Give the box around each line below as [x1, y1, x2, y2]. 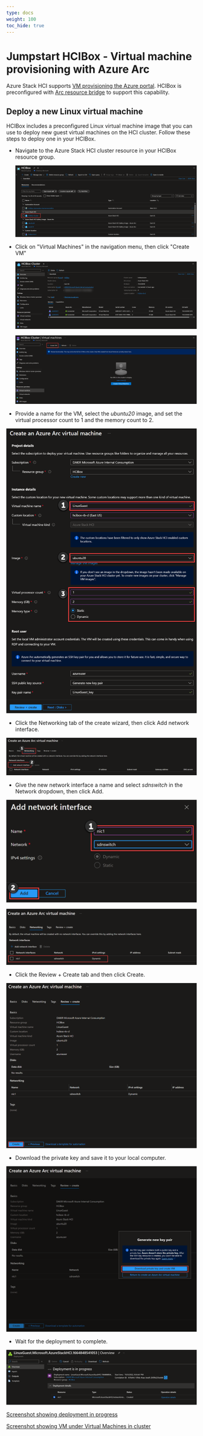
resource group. [14, 153, 56, 160]
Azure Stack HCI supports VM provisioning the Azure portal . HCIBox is [6, 82, 182, 90]
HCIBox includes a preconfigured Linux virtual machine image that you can [6, 122, 193, 130]
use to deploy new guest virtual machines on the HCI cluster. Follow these [6, 129, 190, 136]
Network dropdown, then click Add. [14, 788, 104, 795]
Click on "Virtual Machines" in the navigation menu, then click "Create [14, 243, 190, 250]
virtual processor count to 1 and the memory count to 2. [14, 417, 154, 424]
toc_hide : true [6, 22, 45, 28]
